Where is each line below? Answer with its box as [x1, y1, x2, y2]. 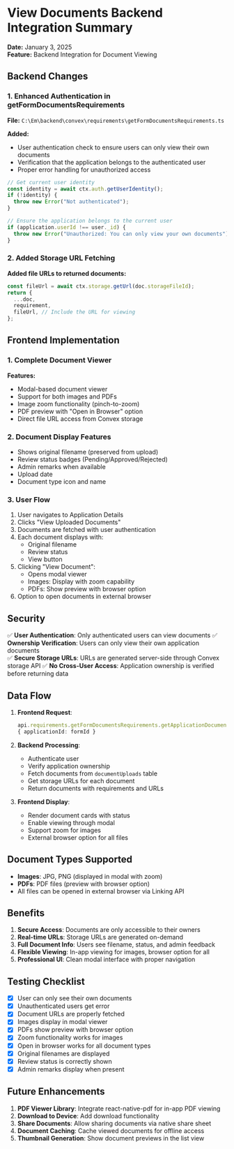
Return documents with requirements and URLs [27, 784, 164, 792]
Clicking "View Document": [17, 563, 96, 571]
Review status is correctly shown [17, 1057, 113, 1065]
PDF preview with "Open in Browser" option [17, 407, 143, 415]
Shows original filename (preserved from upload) [17, 448, 159, 457]
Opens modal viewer [27, 570, 87, 579]
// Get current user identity [7, 179, 95, 186]
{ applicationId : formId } [17, 728, 96, 735]
